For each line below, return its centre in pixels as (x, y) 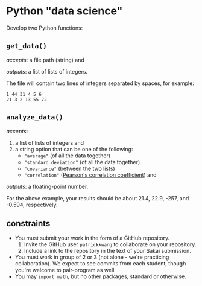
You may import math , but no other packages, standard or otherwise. (101, 276)
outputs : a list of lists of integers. (47, 71)
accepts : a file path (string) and (45, 60)
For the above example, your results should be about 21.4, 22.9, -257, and (98, 198)
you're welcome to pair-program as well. (65, 270)
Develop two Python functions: (45, 28)
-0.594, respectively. (32, 205)
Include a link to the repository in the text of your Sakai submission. (108, 251)
